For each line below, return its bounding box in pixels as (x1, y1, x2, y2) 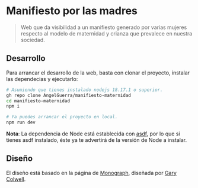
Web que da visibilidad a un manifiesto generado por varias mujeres (20, 24, 187, 31)
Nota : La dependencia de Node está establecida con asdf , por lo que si (6, 130, 180, 137)
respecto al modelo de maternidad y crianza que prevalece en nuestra (20, 30, 193, 37)
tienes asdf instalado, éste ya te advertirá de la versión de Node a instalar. (6, 137, 187, 143)
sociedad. (20, 36, 46, 43)
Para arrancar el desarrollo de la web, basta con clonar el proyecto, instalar (6, 69, 190, 76)
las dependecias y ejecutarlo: (6, 75, 78, 82)
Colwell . (6, 176, 26, 183)
